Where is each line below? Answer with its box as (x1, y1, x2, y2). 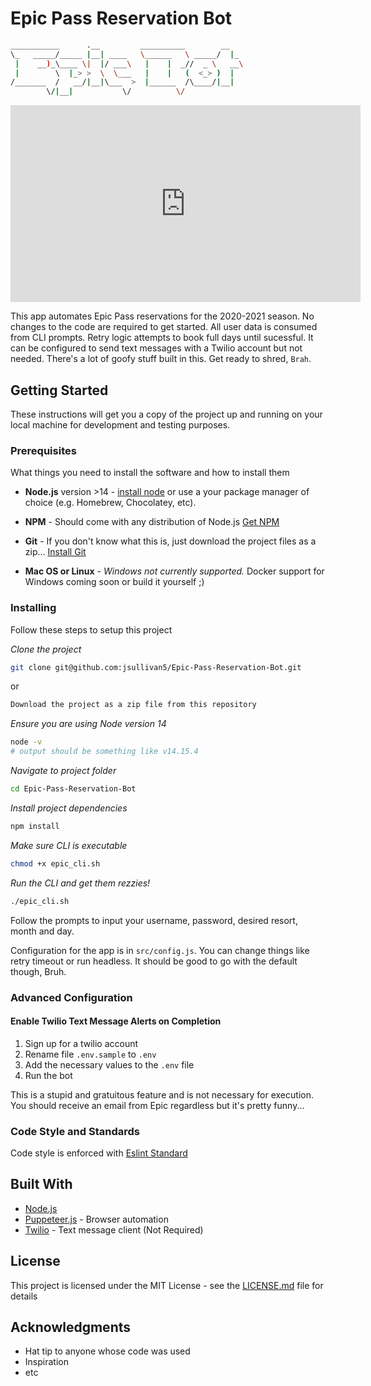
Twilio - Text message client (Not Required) (24, 1223, 204, 1236)
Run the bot (24, 1069, 73, 1081)
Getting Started (10, 382, 109, 399)
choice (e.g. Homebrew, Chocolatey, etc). (24, 497, 197, 509)
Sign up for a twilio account (24, 1037, 139, 1049)
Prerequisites (10, 443, 77, 457)
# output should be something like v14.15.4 (10, 747, 199, 757)
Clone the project (10, 643, 82, 655)
